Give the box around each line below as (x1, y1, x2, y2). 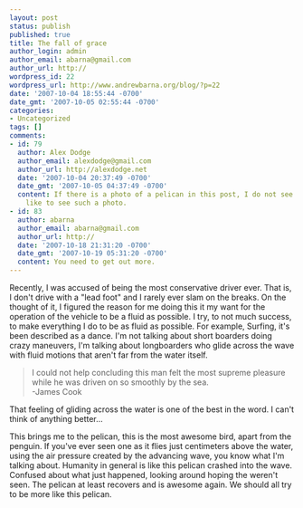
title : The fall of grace (9, 38, 107, 48)
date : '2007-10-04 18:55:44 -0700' (9, 89, 144, 98)
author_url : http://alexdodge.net (17, 165, 147, 174)
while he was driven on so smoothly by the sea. (31, 377, 210, 388)
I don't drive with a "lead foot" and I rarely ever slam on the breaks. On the (9, 292, 287, 302)
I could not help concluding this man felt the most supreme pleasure (31, 368, 286, 378)
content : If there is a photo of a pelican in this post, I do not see (17, 190, 294, 199)
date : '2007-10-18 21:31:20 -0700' (17, 241, 152, 250)
